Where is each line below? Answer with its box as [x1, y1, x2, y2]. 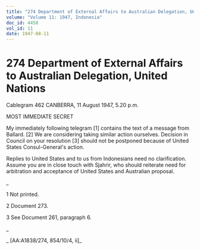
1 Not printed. [6, 191, 39, 198]
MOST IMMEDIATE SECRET [6, 113, 74, 120]
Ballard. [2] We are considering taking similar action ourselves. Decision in [6, 131, 189, 138]
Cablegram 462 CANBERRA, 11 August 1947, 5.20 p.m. [6, 102, 139, 109]
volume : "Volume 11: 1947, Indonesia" [6, 14, 102, 20]
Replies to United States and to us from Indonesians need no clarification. [6, 155, 186, 162]
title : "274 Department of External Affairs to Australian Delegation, [6, 8, 187, 15]
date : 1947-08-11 [6, 31, 49, 37]
